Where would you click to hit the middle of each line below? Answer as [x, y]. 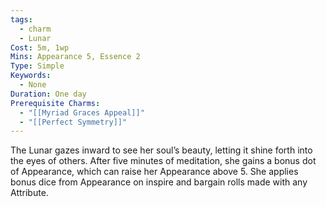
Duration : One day [48, 94]
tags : [21, 19]
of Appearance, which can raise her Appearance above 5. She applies [154, 172]
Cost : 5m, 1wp [40, 47]
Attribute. [29, 193]
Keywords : [31, 76]
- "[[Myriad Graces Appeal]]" [82, 112]
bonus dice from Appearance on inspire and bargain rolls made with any [159, 182]
